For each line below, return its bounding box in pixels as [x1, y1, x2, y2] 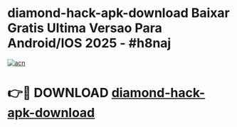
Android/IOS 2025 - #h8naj [7, 35, 172, 51]
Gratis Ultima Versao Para [7, 20, 162, 36]
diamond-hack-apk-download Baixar [7, 5, 230, 21]
